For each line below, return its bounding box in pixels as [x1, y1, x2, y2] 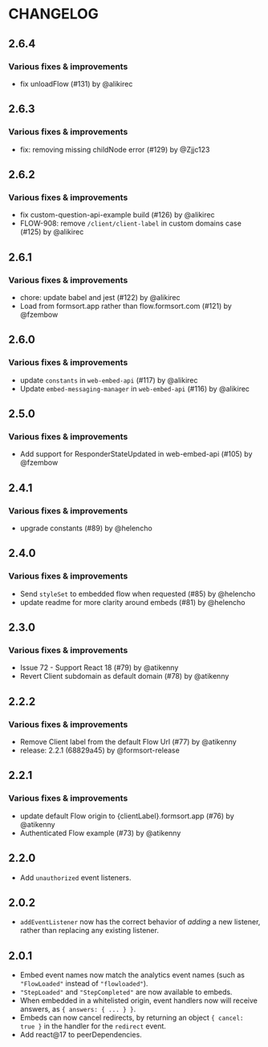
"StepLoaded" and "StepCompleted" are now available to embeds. [19, 988, 233, 997]
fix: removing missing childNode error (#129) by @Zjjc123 [19, 144, 210, 154]
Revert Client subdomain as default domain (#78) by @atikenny [19, 672, 229, 681]
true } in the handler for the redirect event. [19, 1021, 167, 1031]
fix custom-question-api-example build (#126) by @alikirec [19, 210, 215, 220]
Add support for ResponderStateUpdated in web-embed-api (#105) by [19, 449, 253, 459]
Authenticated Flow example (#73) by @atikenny [19, 828, 181, 838]
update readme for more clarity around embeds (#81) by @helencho [19, 597, 246, 607]
